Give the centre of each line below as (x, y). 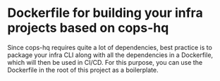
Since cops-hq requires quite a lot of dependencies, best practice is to (110, 47)
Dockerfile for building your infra (105, 13)
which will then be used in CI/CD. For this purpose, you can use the (105, 62)
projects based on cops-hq (88, 28)
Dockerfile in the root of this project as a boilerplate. (83, 70)
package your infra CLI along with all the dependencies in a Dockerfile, (110, 55)
